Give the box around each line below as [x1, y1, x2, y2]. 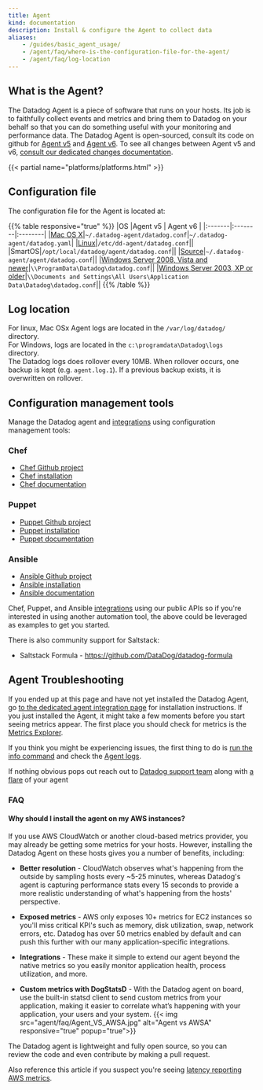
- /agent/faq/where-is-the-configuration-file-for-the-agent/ [22, 48, 230, 56]
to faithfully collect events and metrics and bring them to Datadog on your [8, 113, 247, 123]
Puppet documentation [19, 534, 94, 543]
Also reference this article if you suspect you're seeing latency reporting [8, 1065, 242, 1074]
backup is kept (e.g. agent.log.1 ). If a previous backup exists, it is [8, 365, 221, 374]
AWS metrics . [8, 1073, 53, 1082]
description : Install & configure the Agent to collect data [8, 26, 213, 34]
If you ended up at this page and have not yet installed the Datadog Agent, [8, 694, 249, 704]
